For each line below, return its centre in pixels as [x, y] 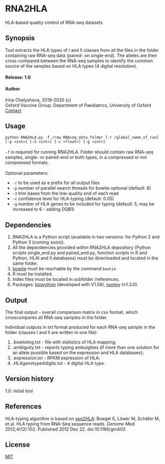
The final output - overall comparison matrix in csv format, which [72, 312]
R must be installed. [33, 274]
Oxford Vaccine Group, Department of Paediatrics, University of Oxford [78, 105]
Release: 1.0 [18, 77]
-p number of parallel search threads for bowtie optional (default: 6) [82, 188]
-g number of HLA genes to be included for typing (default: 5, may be [83, 204]
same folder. [25, 263]
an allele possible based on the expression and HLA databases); [78, 352]
